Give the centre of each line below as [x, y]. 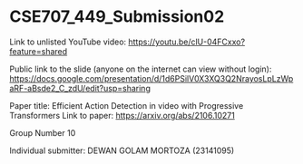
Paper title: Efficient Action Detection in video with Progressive [127, 105]
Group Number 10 [43, 132]
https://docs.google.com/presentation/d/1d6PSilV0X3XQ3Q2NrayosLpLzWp [151, 78]
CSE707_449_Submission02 [117, 17]
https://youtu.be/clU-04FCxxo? [187, 42]
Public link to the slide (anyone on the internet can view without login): [141, 69]
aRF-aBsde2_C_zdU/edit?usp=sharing [80, 88]
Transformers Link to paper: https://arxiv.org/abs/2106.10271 [122, 115]
